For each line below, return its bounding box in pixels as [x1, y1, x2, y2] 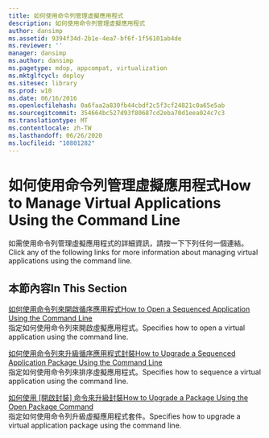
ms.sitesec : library [8, 79, 78, 87]
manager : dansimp [8, 49, 67, 57]
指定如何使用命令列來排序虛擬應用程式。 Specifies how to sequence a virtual [8, 367, 262, 377]
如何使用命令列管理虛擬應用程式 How [8, 176, 251, 194]
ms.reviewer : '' [8, 42, 63, 50]
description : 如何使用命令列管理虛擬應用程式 [8, 19, 146, 27]
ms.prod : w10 [8, 86, 52, 95]
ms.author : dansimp [8, 57, 74, 65]
